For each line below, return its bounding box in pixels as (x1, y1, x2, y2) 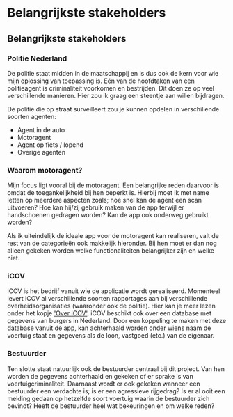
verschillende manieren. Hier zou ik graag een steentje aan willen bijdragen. (7, 91, 225, 100)
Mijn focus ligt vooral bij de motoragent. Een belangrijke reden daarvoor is (7, 181, 219, 189)
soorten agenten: (7, 112, 57, 120)
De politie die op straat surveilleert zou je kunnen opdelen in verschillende (7, 104, 220, 113)
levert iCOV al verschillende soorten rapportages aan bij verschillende (7, 294, 208, 303)
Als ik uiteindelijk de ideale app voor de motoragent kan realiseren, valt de (7, 232, 219, 240)
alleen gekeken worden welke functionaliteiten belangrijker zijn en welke (7, 246, 214, 255)
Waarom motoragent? (7, 165, 83, 175)
